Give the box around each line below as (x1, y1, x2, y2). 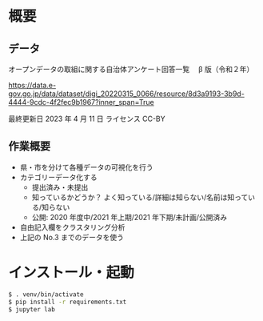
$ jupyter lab (8, 305, 56, 313)
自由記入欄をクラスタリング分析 (19, 222, 126, 232)
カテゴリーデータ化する (19, 172, 98, 182)
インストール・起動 (8, 263, 134, 281)
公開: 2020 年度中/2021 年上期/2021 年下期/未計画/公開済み (31, 212, 228, 222)
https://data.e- (8, 81, 57, 90)
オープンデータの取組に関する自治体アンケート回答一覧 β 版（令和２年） (8, 65, 254, 74)
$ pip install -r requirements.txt (8, 298, 127, 306)
